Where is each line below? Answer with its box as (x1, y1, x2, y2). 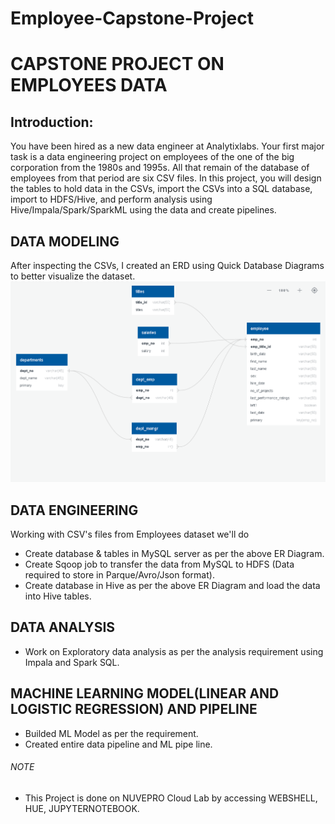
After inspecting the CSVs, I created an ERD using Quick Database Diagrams (10, 260, 325, 271)
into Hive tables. (24, 590, 92, 602)
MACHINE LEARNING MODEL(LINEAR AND (10, 685, 280, 702)
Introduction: (10, 113, 94, 131)
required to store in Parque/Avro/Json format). (24, 569, 215, 581)
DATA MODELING (10, 233, 120, 250)
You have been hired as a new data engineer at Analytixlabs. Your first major (10, 140, 325, 152)
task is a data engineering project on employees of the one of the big (10, 151, 295, 163)
